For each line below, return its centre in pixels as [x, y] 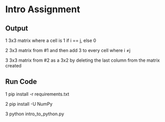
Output [17, 28]
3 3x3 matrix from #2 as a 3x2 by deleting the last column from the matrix [83, 60]
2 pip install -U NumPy [29, 104]
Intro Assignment [43, 9]
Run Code [21, 82]
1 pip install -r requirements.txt [37, 94]
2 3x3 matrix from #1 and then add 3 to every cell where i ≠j [68, 50]
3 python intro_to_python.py [35, 114]
